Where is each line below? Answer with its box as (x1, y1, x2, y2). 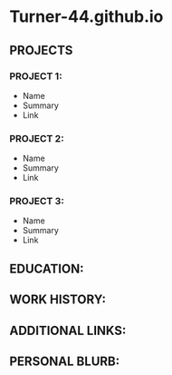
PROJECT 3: (9, 195, 65, 208)
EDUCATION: (9, 261, 84, 276)
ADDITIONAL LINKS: (9, 322, 127, 338)
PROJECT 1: (9, 70, 62, 83)
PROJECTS (9, 43, 73, 58)
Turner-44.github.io (9, 6, 164, 27)
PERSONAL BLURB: (9, 354, 120, 370)
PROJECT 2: (9, 132, 65, 144)
